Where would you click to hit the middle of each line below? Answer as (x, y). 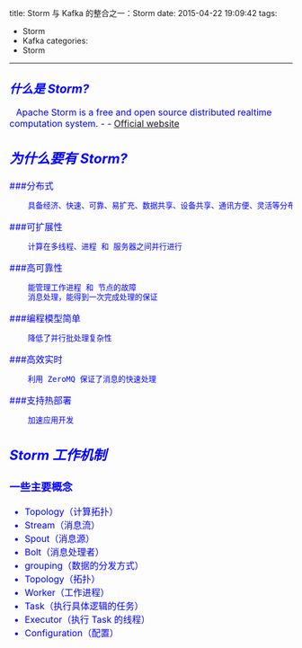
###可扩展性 (36, 227)
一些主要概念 (41, 487)
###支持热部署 (40, 401)
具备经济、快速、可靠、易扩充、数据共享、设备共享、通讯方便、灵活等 (154, 206)
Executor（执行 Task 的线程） (88, 619)
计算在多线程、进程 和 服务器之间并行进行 (105, 247)
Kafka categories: (55, 40)
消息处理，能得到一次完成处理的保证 (93, 297)
